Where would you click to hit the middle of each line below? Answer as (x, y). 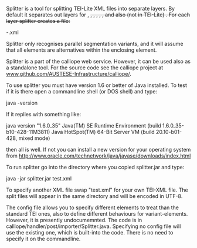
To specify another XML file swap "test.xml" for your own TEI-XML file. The (97, 190)
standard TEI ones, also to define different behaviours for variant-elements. (97, 214)
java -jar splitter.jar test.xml (39, 178)
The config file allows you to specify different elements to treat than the (93, 207)
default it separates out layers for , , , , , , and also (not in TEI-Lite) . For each (98, 15)
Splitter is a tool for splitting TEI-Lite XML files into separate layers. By (90, 9)
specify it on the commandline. (43, 239)
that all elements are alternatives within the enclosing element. (81, 50)
